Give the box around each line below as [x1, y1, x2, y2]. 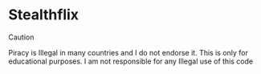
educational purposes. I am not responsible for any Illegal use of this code [8, 56, 254, 66]
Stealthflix [8, 6, 79, 24]
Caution [8, 32, 35, 42]
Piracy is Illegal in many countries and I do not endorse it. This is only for [8, 47, 249, 57]
